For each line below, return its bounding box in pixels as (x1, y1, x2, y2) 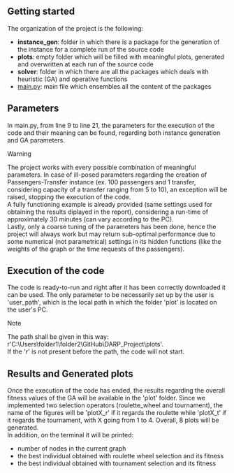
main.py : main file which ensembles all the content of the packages (17, 82, 212, 90)
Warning (7, 150, 31, 158)
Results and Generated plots (7, 368, 134, 379)
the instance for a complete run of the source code (17, 45, 164, 53)
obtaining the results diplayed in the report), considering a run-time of (7, 208, 208, 216)
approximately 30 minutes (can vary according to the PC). (7, 214, 174, 223)
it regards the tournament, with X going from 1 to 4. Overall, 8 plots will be (7, 416, 219, 425)
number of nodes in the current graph (17, 444, 126, 453)
